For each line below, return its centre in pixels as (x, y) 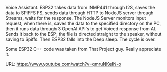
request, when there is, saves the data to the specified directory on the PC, (83, 23)
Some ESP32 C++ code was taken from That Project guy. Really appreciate (83, 49)
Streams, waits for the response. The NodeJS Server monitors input (76, 18)
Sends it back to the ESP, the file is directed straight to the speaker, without (83, 34)
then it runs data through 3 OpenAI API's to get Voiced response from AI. (81, 29)
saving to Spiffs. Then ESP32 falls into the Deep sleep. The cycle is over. (80, 39)
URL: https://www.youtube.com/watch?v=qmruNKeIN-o (63, 64)
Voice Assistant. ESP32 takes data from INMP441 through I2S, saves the (80, 7)
